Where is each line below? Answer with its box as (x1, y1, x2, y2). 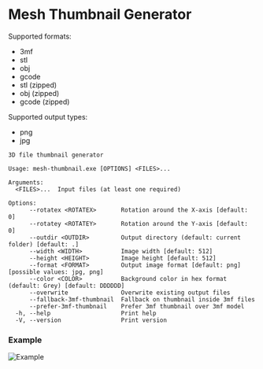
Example (8, 334, 43, 345)
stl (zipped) (19, 80, 57, 90)
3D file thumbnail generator (8, 151, 104, 159)
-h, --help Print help (15, 309, 157, 317)
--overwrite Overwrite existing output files (28, 289, 231, 297)
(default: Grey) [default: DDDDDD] (8, 282, 125, 290)
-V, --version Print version (15, 316, 168, 324)
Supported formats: (8, 31, 72, 41)
